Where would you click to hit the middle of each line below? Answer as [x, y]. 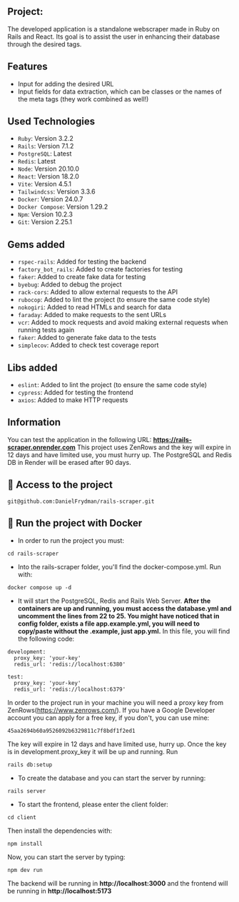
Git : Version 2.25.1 [45, 222]
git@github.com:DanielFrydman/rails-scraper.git [81, 501]
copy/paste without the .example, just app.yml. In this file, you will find [124, 631]
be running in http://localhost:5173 [60, 891]
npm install [25, 843]
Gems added [36, 245]
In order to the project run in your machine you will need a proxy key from [115, 702]
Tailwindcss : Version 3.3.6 [56, 191]
